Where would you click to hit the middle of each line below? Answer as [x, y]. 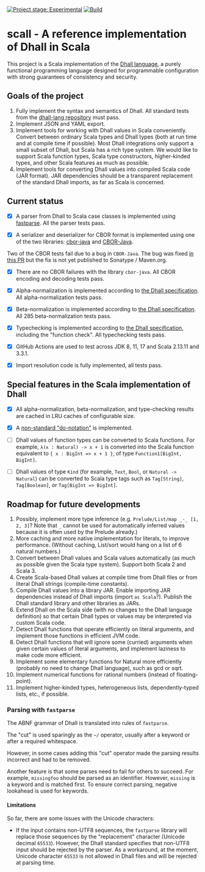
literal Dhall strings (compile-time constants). [72, 583]
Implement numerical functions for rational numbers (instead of [95, 674]
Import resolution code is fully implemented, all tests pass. [89, 365]
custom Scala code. [41, 622]
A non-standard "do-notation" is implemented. [74, 428]
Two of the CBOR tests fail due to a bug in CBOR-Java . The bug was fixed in [100, 253]
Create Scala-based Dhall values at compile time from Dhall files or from [106, 577]
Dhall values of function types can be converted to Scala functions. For [105, 440]
